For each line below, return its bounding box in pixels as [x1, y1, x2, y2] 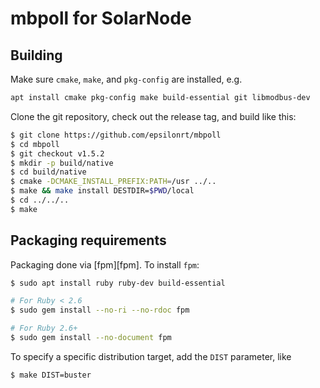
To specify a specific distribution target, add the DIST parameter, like [10, 350, 292, 362]
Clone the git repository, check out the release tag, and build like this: [10, 110, 297, 122]
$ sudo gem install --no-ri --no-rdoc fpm [10, 305, 190, 316]
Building [10, 47, 63, 64]
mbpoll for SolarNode [10, 7, 192, 30]
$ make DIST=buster [10, 370, 92, 380]
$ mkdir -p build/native [10, 158, 114, 168]
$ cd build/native [10, 167, 87, 177]
